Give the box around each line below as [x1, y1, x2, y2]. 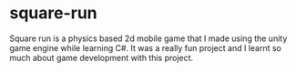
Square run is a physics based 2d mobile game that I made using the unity [9, 33, 288, 44]
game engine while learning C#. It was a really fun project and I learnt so [9, 42, 282, 53]
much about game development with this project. [9, 52, 194, 63]
